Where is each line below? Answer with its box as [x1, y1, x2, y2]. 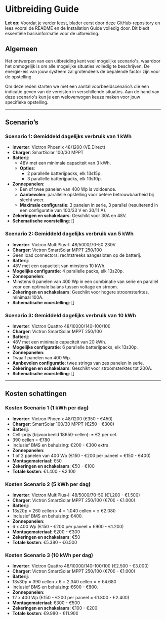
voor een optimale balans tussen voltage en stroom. [12, 283, 119, 289]
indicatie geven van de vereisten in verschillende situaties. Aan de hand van [5, 88, 160, 95]
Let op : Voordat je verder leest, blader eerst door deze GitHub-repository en [5, 20, 161, 26]
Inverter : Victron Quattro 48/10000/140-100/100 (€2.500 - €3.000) [12, 563, 149, 569]
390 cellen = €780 [12, 437, 50, 443]
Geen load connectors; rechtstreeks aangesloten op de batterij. [12, 252, 142, 258]
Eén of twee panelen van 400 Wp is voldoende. [19, 186, 117, 192]
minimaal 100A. [12, 294, 43, 300]
